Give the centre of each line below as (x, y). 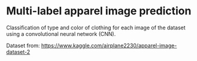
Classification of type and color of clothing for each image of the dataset (96, 28)
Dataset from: (23, 45)
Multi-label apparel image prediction (99, 11)
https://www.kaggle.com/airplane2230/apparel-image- (109, 45)
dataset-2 (18, 51)
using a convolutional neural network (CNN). (61, 33)
